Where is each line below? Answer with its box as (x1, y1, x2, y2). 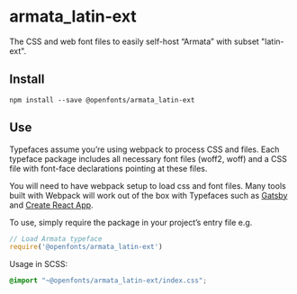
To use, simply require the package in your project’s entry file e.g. (9, 217, 253, 227)
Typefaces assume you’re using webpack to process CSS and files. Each (9, 144, 280, 155)
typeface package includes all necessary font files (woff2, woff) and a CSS (9, 153, 288, 164)
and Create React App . (9, 200, 94, 210)
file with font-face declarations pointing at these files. (9, 163, 208, 174)
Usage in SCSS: (9, 259, 68, 270)
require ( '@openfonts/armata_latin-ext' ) (9, 243, 164, 252)
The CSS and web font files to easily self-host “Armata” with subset (9, 36, 259, 47)
